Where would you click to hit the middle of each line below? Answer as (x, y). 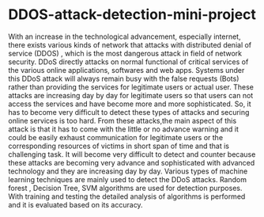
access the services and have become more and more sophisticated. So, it (130, 104)
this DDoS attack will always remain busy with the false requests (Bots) (124, 78)
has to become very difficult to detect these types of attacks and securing (129, 112)
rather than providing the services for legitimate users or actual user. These (131, 87)
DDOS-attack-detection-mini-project (132, 15)
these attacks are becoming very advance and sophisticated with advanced (132, 162)
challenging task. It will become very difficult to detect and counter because (132, 154)
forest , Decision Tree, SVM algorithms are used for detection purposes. (125, 188)
